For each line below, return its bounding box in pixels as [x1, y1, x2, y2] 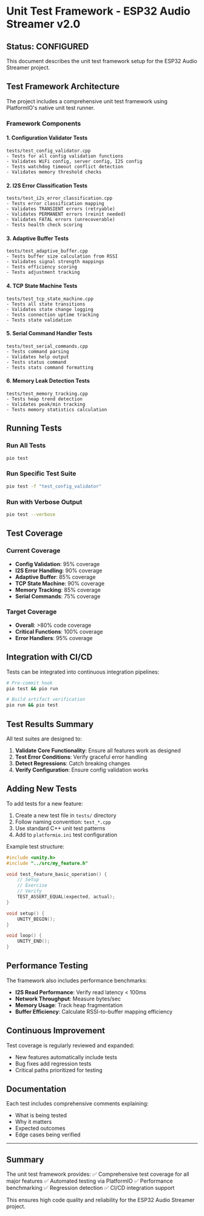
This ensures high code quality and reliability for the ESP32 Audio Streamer [6, 1197, 195, 1204]
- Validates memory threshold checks [6, 169, 102, 175]
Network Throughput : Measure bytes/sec [15, 995, 121, 1002]
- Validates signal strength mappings [6, 259, 104, 265]
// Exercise [17, 883, 47, 889]
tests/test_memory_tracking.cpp [6, 391, 88, 397]
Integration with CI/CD [6, 652, 93, 663]
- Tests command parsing [6, 348, 69, 355]
